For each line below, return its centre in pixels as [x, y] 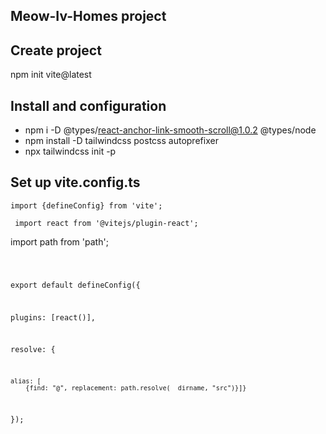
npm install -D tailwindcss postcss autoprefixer [121, 141]
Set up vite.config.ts [75, 182]
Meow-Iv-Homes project [88, 16]
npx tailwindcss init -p [70, 151]
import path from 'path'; [59, 241]
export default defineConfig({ [75, 285]
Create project [56, 50]
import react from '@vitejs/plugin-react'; [106, 223]
